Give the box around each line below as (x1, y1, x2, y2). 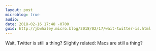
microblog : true (5, 12, 40, 17)
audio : (5, 17, 19, 22)
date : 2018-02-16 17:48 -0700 (5, 21, 70, 27)
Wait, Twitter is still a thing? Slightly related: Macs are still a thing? (5, 40, 143, 46)
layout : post (5, 7, 33, 13)
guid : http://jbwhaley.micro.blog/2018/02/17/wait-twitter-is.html (5, 26, 151, 31)
